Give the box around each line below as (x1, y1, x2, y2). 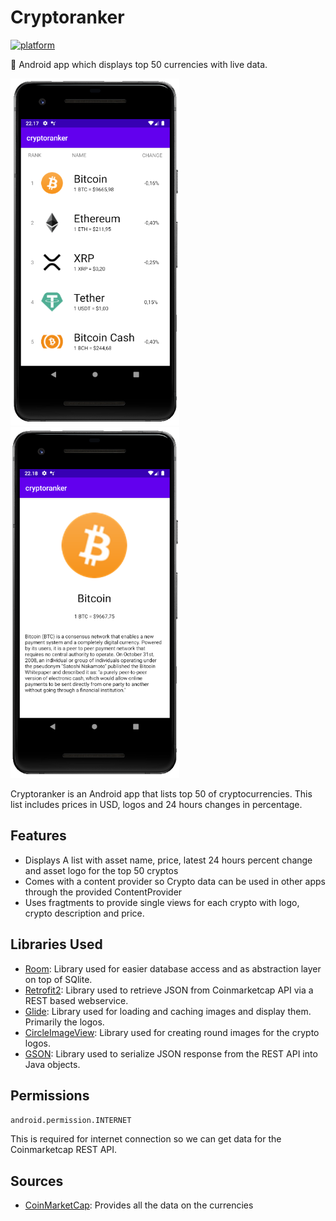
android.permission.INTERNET (10, 1116, 132, 1126)
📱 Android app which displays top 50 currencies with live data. (10, 58, 268, 70)
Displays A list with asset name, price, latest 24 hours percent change (24, 854, 313, 866)
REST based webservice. (24, 994, 129, 1006)
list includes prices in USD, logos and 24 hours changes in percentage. (10, 798, 303, 810)
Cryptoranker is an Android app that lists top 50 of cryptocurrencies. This (10, 787, 313, 800)
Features (10, 827, 67, 845)
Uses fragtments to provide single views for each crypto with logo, (24, 896, 300, 908)
